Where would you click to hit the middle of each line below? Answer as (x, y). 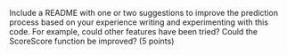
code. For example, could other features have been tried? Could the (134, 31)
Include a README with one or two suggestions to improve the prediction (144, 13)
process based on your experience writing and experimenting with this (139, 22)
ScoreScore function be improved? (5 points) (92, 41)
